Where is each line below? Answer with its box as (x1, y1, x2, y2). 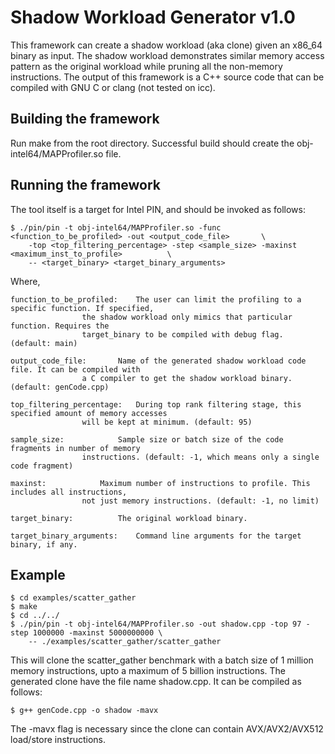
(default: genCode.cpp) (10, 382, 110, 392)
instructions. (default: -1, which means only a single (81, 452, 320, 462)
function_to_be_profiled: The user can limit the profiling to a (10, 294, 302, 305)
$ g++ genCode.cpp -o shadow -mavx (10, 706, 159, 716)
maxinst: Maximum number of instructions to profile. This (10, 478, 311, 488)
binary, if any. (10, 539, 78, 550)
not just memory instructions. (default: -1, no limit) (81, 496, 320, 506)
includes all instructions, (10, 487, 128, 497)
